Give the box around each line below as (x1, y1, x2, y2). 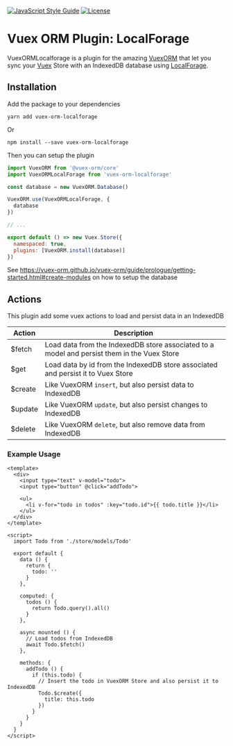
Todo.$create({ (37, 690, 82, 697)
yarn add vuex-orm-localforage (7, 113, 98, 120)
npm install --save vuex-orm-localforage (7, 139, 129, 146)
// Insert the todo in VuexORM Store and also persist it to (37, 678, 218, 685)
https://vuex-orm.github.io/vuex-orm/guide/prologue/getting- (19, 266, 196, 274)
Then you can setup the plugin (7, 151, 95, 159)
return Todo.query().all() (32, 605, 110, 612)
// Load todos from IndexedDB (25, 636, 113, 643)
